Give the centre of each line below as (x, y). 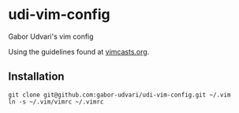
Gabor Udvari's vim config (51, 36)
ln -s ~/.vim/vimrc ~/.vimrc (56, 102)
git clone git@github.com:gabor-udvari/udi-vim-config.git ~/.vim (119, 95)
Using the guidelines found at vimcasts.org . (79, 51)
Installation (36, 77)
